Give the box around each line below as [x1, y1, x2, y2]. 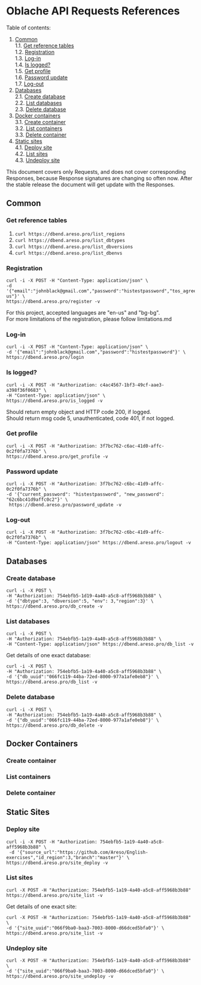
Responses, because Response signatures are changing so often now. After [6, 174, 193, 182]
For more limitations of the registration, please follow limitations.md [6, 315, 172, 322]
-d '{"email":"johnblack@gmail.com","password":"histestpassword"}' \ [6, 349, 186, 355]
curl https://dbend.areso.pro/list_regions [14, 231, 126, 237]
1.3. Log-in [14, 55, 41, 62]
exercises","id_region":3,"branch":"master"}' [6, 854, 124, 860]
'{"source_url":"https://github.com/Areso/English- [17, 849, 148, 855]
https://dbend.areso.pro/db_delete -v [6, 722, 103, 729]
